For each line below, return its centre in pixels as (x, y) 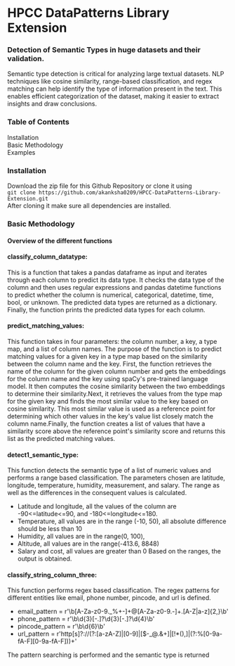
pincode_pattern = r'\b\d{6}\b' (61, 627)
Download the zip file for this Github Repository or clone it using (100, 186)
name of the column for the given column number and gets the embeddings (117, 371)
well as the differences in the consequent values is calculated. (97, 493)
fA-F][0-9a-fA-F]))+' (47, 641)
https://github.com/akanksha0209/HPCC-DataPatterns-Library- (129, 193)
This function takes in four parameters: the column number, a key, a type (112, 341)
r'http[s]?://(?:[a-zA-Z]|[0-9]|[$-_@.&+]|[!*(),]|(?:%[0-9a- (140, 634)
